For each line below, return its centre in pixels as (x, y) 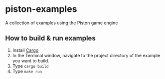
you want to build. (31, 61)
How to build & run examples (50, 38)
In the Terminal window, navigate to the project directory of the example (86, 55)
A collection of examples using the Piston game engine (62, 23)
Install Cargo (25, 50)
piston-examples (41, 9)
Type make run (27, 71)
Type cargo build (30, 66)
